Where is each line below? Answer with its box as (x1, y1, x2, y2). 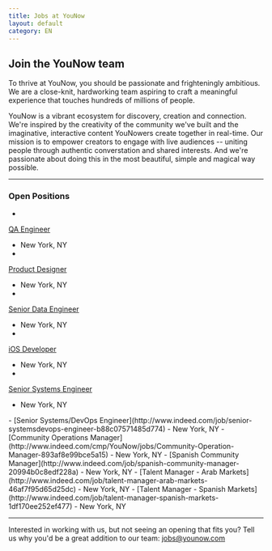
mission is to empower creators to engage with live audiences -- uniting (8, 137, 249, 146)
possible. (8, 163, 39, 172)
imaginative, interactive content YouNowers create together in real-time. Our (8, 129, 264, 138)
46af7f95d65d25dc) (8, 485, 77, 494)
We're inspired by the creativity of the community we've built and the (8, 120, 239, 129)
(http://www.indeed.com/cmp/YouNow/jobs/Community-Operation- (8, 442, 235, 451)
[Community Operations (8, 433, 89, 443)
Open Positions (8, 191, 70, 202)
